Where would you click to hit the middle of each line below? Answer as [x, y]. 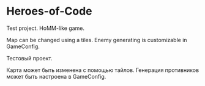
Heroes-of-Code [49, 11]
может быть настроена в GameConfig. [56, 76]
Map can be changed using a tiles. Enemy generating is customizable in [97, 40]
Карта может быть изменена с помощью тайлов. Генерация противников [103, 70]
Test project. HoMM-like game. [45, 28]
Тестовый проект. [29, 58]
